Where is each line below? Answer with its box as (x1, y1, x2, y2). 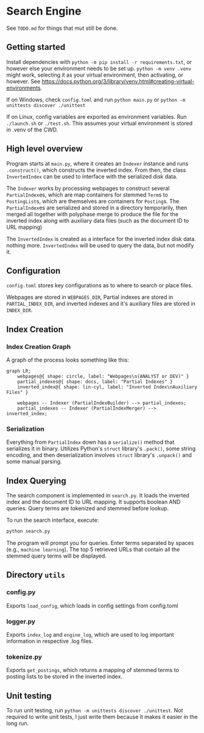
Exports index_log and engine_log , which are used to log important (6, 631, 175, 639)
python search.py (6, 528, 51, 535)
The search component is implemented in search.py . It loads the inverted (6, 492, 190, 499)
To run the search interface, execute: (6, 516, 99, 524)
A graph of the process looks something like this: (6, 356, 129, 363)
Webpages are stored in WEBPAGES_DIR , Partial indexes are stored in (6, 293, 174, 301)
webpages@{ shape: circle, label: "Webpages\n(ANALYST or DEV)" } (17, 373, 189, 380)
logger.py (6, 617, 35, 625)
